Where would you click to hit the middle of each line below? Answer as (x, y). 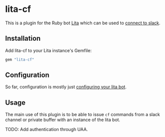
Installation (23, 38)
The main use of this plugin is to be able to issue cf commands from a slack (82, 115)
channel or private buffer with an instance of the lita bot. (63, 120)
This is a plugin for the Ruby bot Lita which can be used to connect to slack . (83, 23)
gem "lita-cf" (20, 60)
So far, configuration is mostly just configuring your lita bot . (66, 87)
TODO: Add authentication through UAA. (46, 130)
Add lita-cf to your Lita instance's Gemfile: (48, 50)
